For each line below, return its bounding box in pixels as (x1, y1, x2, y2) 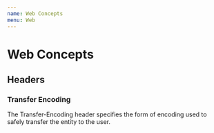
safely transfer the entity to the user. (7, 118, 110, 126)
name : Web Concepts (7, 10, 64, 17)
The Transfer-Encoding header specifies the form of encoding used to (7, 110, 207, 118)
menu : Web (7, 17, 36, 24)
